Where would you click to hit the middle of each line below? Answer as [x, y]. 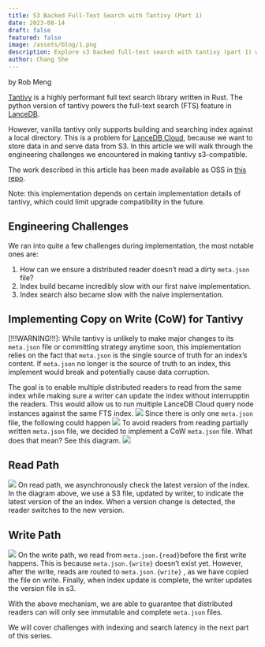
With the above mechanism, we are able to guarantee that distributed [120, 604]
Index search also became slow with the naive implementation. [121, 294]
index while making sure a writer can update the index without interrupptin [129, 395]
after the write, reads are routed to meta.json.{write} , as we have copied [128, 572]
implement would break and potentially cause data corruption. [109, 372]
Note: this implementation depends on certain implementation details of [125, 193]
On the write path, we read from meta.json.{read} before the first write [132, 555]
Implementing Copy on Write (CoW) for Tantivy [126, 319]
